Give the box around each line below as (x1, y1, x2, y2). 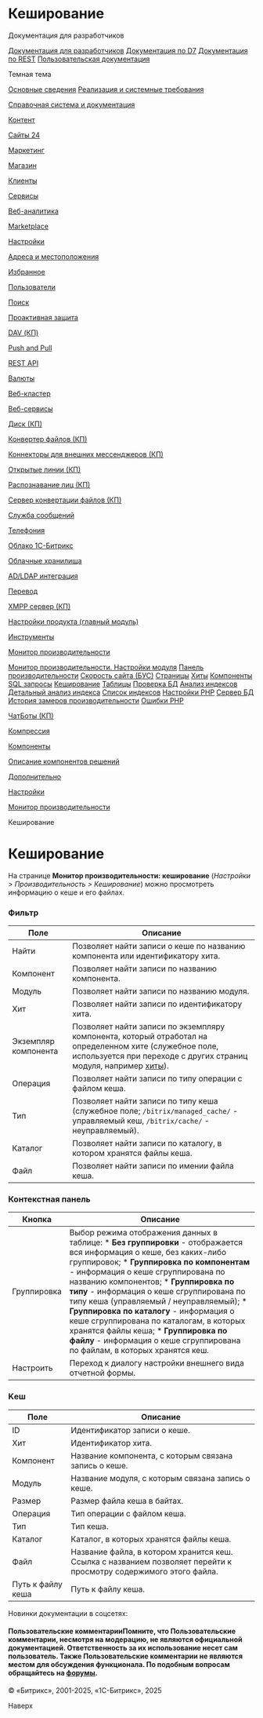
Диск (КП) (8, 419, 43, 429)
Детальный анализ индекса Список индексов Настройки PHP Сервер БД (8, 688, 254, 697)
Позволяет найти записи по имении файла (72, 1161, 234, 1172)
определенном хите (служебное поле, (72, 1041, 219, 1052)
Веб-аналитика (8, 206, 59, 216)
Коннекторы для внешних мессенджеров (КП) (8, 449, 164, 459)
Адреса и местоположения (8, 252, 99, 261)
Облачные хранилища (8, 556, 82, 565)
